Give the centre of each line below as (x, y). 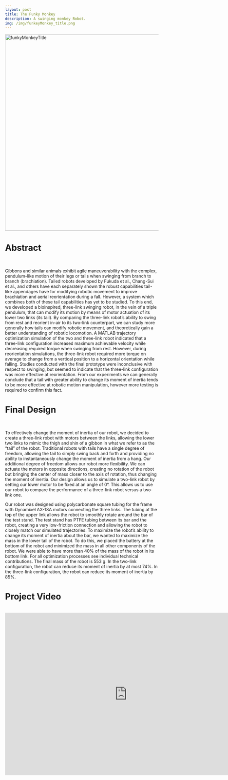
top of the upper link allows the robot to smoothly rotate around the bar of (79, 515)
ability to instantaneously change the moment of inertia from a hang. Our (78, 459)
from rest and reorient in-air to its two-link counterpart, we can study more (80, 323)
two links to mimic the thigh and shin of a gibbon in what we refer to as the (80, 443)
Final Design (31, 410)
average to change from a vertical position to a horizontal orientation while (80, 359)
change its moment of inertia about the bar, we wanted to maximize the (76, 536)
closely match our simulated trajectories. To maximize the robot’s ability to (80, 530)
